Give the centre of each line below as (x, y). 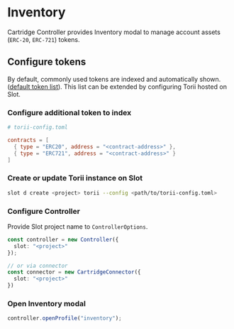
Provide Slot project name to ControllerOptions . (78, 226)
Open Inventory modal (47, 303)
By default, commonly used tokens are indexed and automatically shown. (114, 79)
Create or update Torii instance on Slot (75, 178)
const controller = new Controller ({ (63, 239)
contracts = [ (28, 140)
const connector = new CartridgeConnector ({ (74, 272)
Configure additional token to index (69, 112)
